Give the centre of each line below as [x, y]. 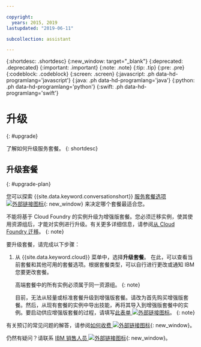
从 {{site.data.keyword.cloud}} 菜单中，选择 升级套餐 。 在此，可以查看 [101, 257]
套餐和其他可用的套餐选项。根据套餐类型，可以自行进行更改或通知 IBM [107, 265]
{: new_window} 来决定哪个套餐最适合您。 [96, 204]
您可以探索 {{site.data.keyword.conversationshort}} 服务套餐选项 [86, 196]
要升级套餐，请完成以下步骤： [43, 244]
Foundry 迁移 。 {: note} [35, 232]
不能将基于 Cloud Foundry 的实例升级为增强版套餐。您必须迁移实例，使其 [97, 217]
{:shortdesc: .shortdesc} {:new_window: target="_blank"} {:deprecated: [94, 61]
